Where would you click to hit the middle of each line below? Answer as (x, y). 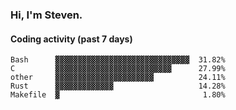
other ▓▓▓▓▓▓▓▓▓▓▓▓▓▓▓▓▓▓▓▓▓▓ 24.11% (118, 78)
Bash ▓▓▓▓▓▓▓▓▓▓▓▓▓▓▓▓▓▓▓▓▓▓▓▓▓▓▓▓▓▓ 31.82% (118, 60)
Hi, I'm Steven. (46, 15)
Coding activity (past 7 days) (71, 39)
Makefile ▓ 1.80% (118, 95)
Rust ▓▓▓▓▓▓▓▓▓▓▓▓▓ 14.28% (118, 86)
